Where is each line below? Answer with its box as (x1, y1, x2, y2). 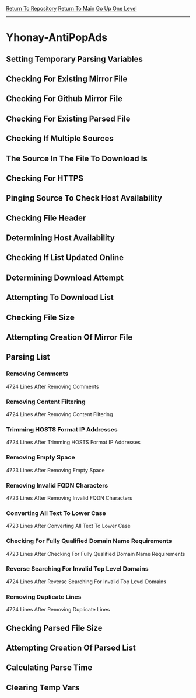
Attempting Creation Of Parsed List (6, 642, 136, 652)
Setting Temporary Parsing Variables (6, 54, 143, 64)
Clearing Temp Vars (6, 682, 80, 692)
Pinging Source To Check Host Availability (6, 193, 162, 203)
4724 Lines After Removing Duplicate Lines (6, 606, 110, 613)
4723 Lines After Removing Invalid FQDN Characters (6, 494, 132, 502)
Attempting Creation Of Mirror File (6, 333, 133, 343)
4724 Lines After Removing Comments (6, 383, 99, 390)
